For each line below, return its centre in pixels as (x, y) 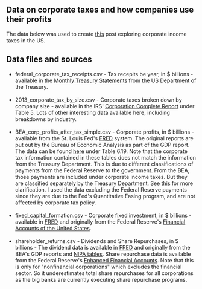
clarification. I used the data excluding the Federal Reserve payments (101, 189)
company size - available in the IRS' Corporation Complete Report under (105, 106)
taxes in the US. (26, 40)
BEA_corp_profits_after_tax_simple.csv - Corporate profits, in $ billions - (104, 132)
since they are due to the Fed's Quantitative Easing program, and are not (105, 196)
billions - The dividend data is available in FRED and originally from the (103, 247)
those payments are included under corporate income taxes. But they (101, 177)
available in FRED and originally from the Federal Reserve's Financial (100, 222)
